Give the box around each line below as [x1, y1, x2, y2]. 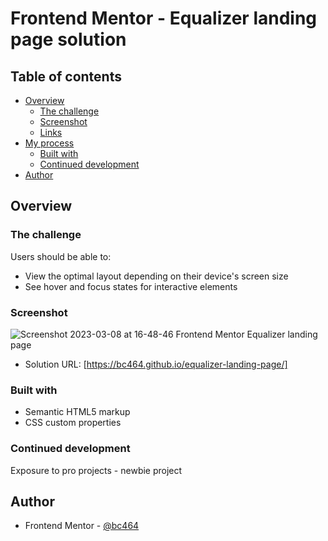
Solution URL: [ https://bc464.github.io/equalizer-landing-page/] [24, 358, 288, 370]
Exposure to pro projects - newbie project [10, 464, 183, 476]
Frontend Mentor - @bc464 [24, 520, 140, 532]
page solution [10, 28, 127, 51]
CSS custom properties [24, 417, 122, 429]
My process [24, 137, 75, 149]
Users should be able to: [10, 250, 112, 262]
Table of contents [10, 68, 122, 85]
